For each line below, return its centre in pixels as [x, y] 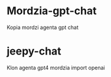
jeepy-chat [34, 51]
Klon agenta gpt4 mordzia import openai [56, 68]
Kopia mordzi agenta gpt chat [43, 27]
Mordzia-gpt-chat [52, 11]
